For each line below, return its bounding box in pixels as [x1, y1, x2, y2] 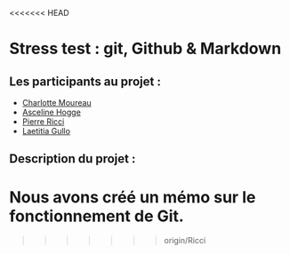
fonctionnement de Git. [9, 206, 184, 226]
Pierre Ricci [21, 116, 65, 127]
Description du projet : [9, 151, 136, 167]
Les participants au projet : [9, 74, 162, 89]
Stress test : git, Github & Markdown [9, 39, 282, 59]
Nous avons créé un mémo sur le [9, 187, 256, 207]
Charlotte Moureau [21, 98, 92, 107]
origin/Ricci [164, 235, 206, 246]
